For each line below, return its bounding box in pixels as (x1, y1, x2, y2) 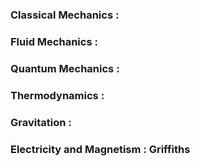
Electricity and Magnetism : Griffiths (10, 142, 191, 156)
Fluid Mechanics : (10, 34, 98, 48)
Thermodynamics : (10, 88, 105, 102)
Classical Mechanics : (10, 8, 120, 22)
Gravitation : (10, 115, 72, 129)
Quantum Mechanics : (10, 61, 120, 75)
